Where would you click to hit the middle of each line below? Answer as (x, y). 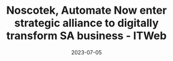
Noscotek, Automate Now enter (86, 10)
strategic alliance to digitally (86, 23)
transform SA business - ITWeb (86, 36)
